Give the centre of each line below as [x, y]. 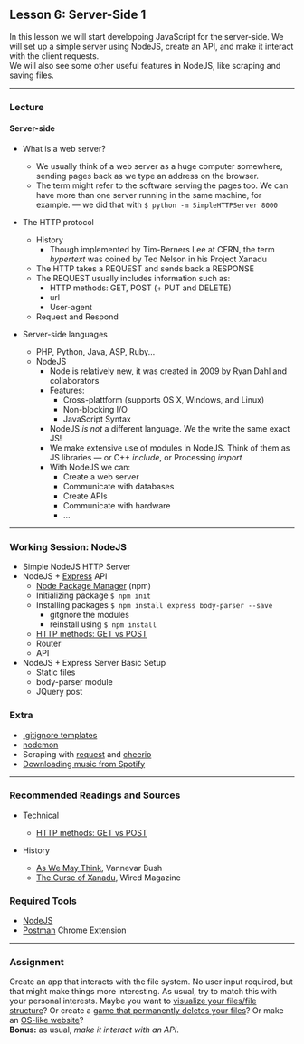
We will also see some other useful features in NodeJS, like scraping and [145, 65]
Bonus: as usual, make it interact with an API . [94, 1030]
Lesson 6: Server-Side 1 [78, 15]
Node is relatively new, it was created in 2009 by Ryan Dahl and [168, 371]
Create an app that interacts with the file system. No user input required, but [152, 982]
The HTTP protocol [58, 222]
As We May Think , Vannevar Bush [99, 868]
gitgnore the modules [89, 615]
